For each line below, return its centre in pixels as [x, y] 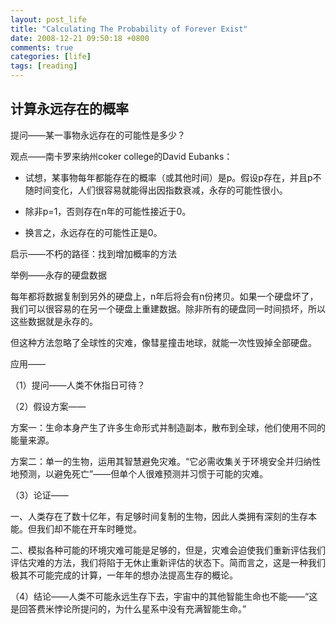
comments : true [42, 47]
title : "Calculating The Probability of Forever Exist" [129, 29]
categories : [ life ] [51, 57]
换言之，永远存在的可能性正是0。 [93, 232]
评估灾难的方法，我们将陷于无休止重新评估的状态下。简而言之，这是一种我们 [168, 562]
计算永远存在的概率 [69, 109]
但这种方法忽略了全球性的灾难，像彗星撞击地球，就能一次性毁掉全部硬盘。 [163, 342]
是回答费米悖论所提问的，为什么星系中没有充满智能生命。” [128, 608]
